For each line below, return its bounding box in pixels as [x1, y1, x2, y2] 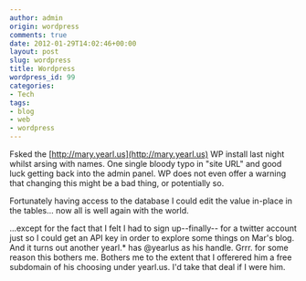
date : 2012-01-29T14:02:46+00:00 [9, 38, 137, 48]
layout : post [9, 47, 59, 57]
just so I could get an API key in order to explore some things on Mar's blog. [9, 233, 295, 243]
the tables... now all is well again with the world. [9, 205, 189, 215]
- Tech [9, 89, 35, 99]
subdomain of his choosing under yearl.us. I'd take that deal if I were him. [9, 262, 286, 272]
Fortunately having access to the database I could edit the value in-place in [9, 195, 292, 206]
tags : [9, 98, 30, 108]
